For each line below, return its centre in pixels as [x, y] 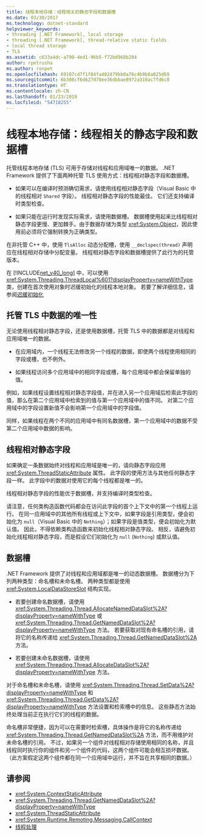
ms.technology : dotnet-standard [47, 23]
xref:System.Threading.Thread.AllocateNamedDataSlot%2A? [91, 608]
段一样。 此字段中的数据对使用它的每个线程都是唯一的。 [76, 481]
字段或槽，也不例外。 [42, 359]
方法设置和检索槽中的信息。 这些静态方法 [139, 707]
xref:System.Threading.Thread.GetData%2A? [63, 699]
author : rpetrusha [29, 63]
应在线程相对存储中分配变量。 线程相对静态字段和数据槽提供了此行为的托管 [100, 252]
